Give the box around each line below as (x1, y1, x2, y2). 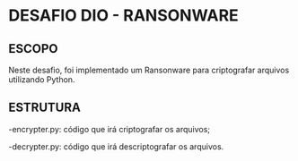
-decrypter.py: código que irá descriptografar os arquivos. (8, 140, 224, 152)
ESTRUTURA (8, 100, 82, 115)
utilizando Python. (8, 74, 75, 85)
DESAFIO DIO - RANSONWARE (8, 5, 239, 26)
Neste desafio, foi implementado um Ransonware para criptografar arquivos (8, 64, 290, 75)
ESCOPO (8, 41, 59, 56)
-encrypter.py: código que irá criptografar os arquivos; (8, 123, 211, 134)
